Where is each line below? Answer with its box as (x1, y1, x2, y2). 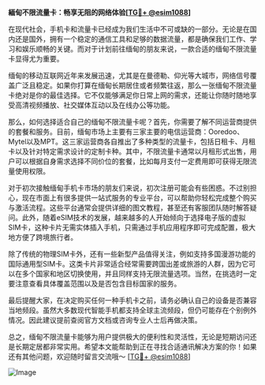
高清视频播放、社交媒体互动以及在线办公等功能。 (14, 100, 174, 110)
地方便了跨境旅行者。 (8, 233, 77, 241)
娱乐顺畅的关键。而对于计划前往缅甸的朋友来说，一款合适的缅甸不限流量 (21, 44, 257, 54)
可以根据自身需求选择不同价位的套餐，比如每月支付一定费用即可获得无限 (14, 157, 250, 166)
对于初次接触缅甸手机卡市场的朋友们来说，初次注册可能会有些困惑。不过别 (8, 183, 250, 192)
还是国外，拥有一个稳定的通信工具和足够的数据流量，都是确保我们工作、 (14, 35, 250, 43)
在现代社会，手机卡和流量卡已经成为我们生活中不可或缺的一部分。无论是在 (8, 24, 250, 34)
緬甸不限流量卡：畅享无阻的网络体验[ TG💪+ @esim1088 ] (8, 8, 192, 17)
